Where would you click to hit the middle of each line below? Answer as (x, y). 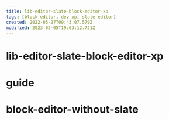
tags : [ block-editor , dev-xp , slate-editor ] (61, 17)
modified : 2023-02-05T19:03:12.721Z (51, 28)
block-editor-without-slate (72, 109)
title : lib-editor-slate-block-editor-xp (57, 11)
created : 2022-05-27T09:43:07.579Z (49, 22)
